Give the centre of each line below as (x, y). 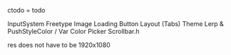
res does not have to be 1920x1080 (59, 45)
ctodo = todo (26, 10)
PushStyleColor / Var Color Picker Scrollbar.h (73, 31)
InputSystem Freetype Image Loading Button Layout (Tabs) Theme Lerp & (116, 24)
